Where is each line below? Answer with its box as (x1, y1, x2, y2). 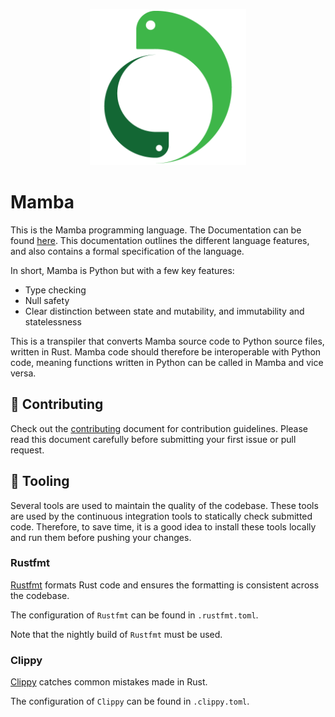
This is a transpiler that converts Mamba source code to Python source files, (10, 335, 325, 347)
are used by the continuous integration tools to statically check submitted (10, 510, 313, 522)
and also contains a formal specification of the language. (10, 245, 245, 257)
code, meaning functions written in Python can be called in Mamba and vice (10, 356, 324, 368)
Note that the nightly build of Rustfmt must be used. (10, 628, 223, 640)
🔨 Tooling (10, 473, 70, 490)
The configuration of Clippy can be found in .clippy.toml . (10, 695, 250, 708)
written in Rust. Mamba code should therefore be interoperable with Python (10, 345, 322, 358)
